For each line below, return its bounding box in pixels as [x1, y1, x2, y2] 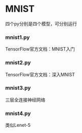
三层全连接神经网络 [5, 97, 46, 103]
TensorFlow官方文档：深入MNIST [5, 71, 75, 77]
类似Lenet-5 [5, 122, 31, 128]
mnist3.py [5, 84, 31, 92]
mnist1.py [5, 34, 30, 41]
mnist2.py [5, 59, 31, 66]
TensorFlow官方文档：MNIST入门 [5, 46, 75, 52]
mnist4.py [5, 109, 31, 117]
